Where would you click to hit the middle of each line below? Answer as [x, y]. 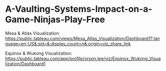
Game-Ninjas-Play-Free [55, 19]
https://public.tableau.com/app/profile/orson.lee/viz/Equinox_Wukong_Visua [83, 58]
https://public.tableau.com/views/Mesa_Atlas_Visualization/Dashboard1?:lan [83, 38]
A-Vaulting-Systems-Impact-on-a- [79, 9]
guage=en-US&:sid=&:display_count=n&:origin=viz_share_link [68, 43]
